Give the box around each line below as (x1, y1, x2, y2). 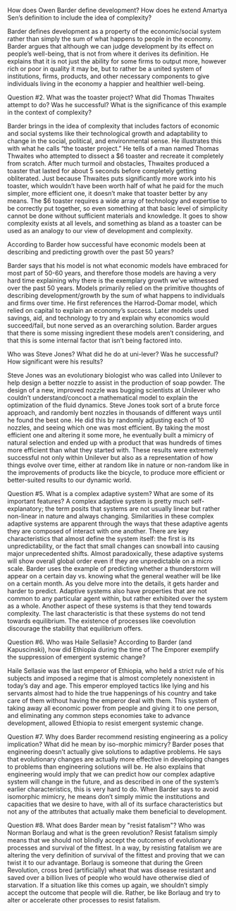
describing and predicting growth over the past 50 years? (7, 248, 175, 256)
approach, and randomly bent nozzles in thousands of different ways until (7, 409, 222, 416)
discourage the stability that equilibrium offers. (7, 624, 143, 633)
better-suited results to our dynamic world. (7, 476, 132, 484)
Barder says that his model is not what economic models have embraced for (7, 261, 228, 270)
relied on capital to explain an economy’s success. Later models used (7, 306, 209, 314)
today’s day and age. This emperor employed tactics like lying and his (7, 681, 209, 690)
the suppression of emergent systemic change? (7, 653, 146, 661)
